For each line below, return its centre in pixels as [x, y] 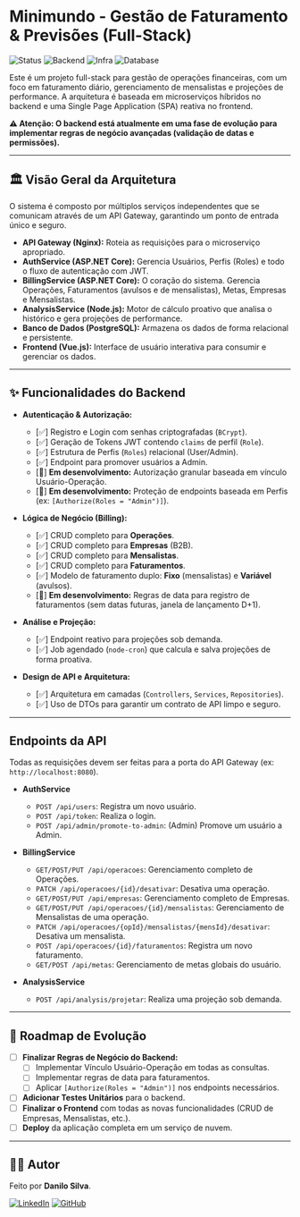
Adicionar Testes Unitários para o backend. [104, 1098]
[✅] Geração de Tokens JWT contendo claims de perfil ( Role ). [150, 442]
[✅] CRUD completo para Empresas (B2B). [114, 545]
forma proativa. [63, 659]
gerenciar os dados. [59, 356]
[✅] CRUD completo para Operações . [105, 535]
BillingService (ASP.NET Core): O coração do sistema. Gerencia [141, 280]
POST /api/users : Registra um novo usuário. [116, 807]
